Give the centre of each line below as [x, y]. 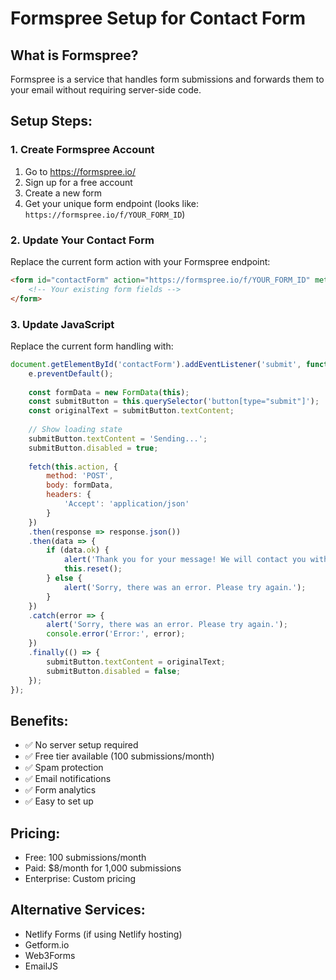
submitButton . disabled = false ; [114, 671]
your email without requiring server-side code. [106, 90]
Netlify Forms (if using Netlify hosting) [103, 934]
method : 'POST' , [80, 476]
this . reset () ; [93, 569]
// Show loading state [75, 430]
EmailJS [41, 966]
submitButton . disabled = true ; [93, 448]
